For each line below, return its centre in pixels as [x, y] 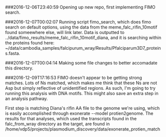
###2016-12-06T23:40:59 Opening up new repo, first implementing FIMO [80, 7]
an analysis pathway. [27, 99]
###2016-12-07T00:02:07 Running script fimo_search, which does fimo [78, 22]
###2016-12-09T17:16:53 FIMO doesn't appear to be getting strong [74, 78]
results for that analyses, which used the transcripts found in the [71, 119]
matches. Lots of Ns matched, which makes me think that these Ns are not [81, 83]
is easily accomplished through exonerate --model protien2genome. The [79, 113]
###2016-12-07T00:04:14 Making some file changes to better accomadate [81, 63]
